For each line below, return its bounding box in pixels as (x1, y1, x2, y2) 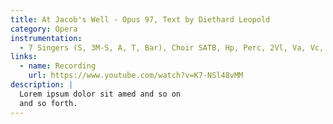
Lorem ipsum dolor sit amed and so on (19, 89, 182, 99)
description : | (10, 80, 74, 90)
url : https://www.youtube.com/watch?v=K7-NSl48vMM (28, 71, 244, 81)
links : (10, 52, 38, 62)
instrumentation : (10, 33, 83, 43)
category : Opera (10, 24, 78, 34)
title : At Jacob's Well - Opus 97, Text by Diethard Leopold (10, 14, 271, 25)
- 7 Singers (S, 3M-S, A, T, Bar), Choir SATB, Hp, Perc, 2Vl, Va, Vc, (19, 42, 325, 53)
